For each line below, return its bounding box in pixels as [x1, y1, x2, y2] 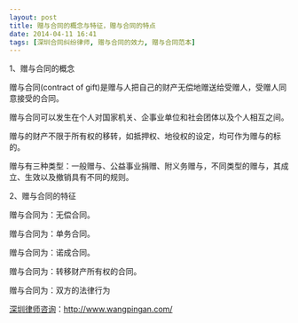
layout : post [9, 12, 58, 22]
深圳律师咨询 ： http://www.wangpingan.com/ [9, 303, 173, 315]
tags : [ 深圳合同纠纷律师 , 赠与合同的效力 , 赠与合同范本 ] [9, 37, 196, 47]
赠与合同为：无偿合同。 [9, 209, 95, 220]
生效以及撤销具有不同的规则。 [24, 172, 134, 183]
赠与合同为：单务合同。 [9, 228, 95, 240]
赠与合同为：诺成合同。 [9, 248, 95, 258]
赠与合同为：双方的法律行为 [9, 285, 111, 295]
